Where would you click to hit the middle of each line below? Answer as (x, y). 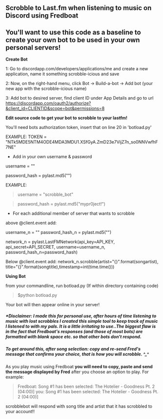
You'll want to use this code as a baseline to (73, 32)
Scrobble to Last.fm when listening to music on (79, 8)
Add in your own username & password (52, 157)
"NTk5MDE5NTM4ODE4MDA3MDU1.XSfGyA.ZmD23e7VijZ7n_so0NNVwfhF (82, 142)
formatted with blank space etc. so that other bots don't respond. (74, 336)
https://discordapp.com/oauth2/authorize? (48, 103)
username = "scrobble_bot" (45, 194)
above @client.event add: (31, 223)
